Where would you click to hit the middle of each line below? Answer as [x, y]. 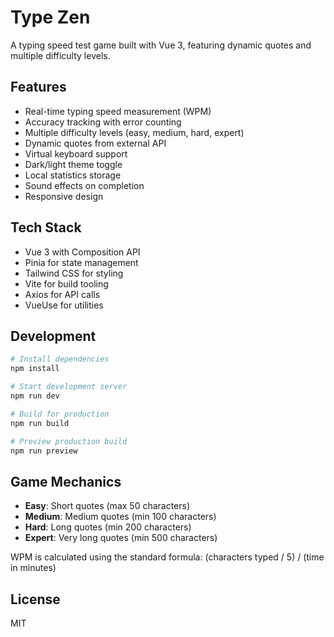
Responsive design [64, 196]
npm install [35, 369]
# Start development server [69, 387]
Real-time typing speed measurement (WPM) [118, 111]
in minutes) [33, 568]
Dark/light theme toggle [73, 164]
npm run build [40, 423]
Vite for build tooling [66, 283]
